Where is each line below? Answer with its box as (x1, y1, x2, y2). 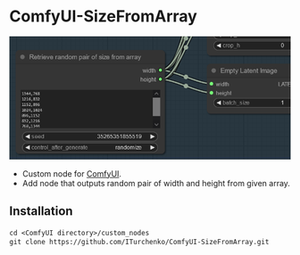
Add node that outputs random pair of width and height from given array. (21, 177, 290, 188)
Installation (9, 203, 73, 219)
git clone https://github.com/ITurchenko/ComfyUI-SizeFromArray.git (9, 237, 270, 246)
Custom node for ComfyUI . (21, 168, 122, 179)
